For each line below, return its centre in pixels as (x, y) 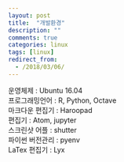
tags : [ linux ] (31, 52)
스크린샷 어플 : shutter (42, 130)
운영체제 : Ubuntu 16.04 (46, 90)
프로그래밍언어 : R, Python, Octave (62, 100)
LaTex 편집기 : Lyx (36, 149)
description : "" (35, 30)
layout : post (29, 15)
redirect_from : (33, 60)
